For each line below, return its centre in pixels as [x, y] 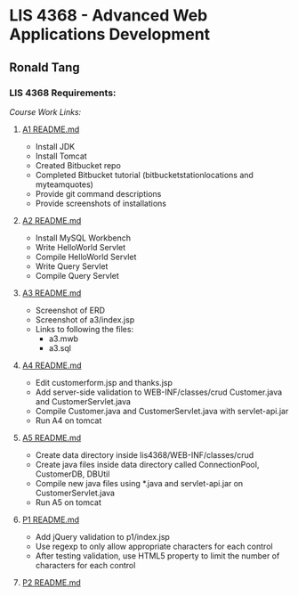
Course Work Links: [45, 111]
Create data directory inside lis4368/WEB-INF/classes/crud [145, 454]
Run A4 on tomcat [68, 420]
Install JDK [55, 146]
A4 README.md [52, 365]
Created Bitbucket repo [78, 165]
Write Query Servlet [72, 266]
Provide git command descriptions [98, 193]
